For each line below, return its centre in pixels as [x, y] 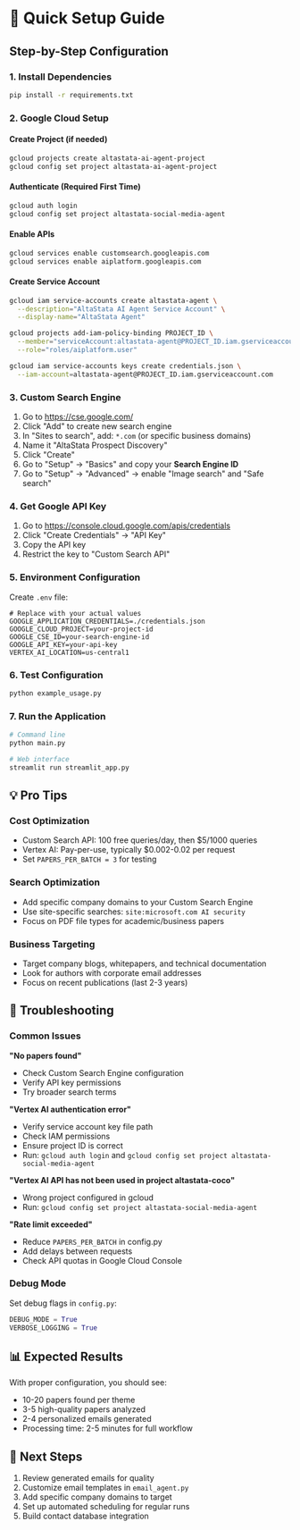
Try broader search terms [69, 1092]
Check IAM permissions [66, 1136]
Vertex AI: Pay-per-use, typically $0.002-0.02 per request [129, 850]
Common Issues [46, 1036]
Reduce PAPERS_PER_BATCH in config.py [92, 1241]
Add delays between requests [77, 1251]
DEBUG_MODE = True [43, 1319]
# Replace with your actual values [75, 613]
